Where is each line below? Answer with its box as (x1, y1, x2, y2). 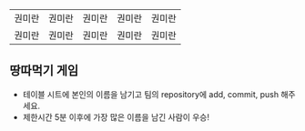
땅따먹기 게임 (9, 63, 79, 78)
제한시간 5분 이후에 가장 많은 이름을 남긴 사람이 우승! (22, 111, 209, 122)
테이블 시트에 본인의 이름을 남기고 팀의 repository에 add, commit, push (22, 88, 280, 99)
